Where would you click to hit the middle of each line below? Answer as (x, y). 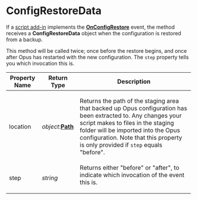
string (50, 178)
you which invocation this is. (40, 63)
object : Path (58, 126)
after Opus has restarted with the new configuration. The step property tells (98, 57)
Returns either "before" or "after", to (130, 167)
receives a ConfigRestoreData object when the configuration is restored (94, 33)
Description (134, 82)
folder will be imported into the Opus (130, 130)
